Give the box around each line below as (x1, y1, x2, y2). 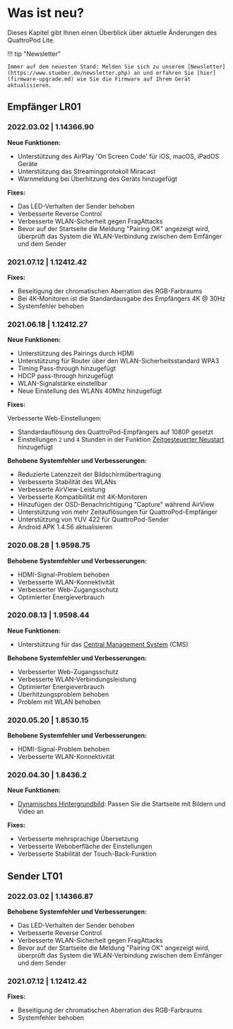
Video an (17, 807, 44, 816)
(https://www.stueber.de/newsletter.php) (7, 69, 131, 76)
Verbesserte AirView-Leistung (17, 486, 106, 494)
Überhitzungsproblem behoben (17, 690, 109, 698)
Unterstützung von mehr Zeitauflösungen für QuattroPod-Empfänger (17, 507, 217, 517)
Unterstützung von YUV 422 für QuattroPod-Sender (17, 515, 169, 524)
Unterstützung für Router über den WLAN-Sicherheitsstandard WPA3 (17, 357, 220, 365)
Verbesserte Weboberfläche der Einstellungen (17, 842, 153, 851)
